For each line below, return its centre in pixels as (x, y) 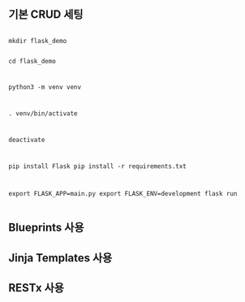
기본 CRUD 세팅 (46, 15)
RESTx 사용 (37, 288)
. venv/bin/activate (43, 114)
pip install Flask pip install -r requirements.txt (97, 166)
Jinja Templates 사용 (60, 258)
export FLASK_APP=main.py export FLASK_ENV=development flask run (123, 193)
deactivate (27, 140)
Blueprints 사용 (46, 228)
